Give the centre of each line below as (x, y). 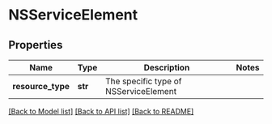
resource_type (41, 86)
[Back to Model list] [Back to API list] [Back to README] (101, 111)
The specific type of (143, 81)
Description (167, 68)
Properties (36, 45)
